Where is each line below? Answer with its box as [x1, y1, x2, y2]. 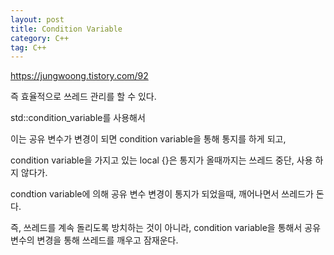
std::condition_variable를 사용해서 [10, 112, 146, 124]
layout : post [10, 14, 65, 25]
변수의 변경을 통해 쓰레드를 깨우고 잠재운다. [10, 234, 179, 246]
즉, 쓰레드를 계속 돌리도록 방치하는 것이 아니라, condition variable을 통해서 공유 [10, 222, 322, 234]
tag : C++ [10, 42, 47, 53]
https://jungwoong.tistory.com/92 [10, 70, 149, 82]
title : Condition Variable [10, 24, 123, 34]
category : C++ [10, 33, 70, 43]
